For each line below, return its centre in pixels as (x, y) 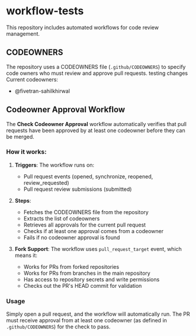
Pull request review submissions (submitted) (78, 189)
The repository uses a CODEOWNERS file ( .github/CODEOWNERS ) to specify (96, 67)
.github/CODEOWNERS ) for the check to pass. (58, 327)
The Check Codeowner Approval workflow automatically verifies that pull (96, 124)
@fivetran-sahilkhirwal (42, 91)
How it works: (26, 152)
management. (23, 33)
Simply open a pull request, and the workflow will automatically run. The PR (98, 314)
